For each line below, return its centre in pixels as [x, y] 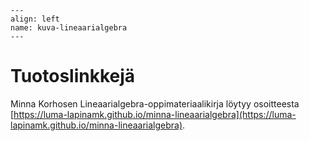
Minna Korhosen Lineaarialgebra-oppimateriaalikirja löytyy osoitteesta [155, 103]
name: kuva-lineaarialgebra [69, 28]
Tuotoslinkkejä [73, 76]
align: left [35, 19]
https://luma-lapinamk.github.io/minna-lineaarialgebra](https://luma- [155, 114]
